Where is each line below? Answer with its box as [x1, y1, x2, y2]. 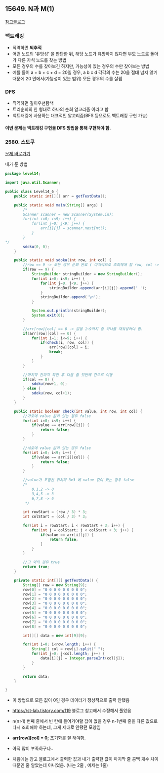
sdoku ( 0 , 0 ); [23, 244, 50, 249]
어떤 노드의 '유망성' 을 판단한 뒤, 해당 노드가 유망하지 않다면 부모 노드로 [12, 51, 149, 57]
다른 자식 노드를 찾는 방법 [17, 57, 67, 63]
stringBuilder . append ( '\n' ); [40, 295, 100, 300]
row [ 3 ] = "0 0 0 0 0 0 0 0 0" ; [23, 601, 87, 606]
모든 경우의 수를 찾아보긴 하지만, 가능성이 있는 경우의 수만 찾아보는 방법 [12, 64, 150, 69]
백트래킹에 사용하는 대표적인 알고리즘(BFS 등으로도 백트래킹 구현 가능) [12, 113, 148, 119]
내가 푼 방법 [5, 161, 28, 167]
